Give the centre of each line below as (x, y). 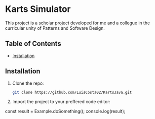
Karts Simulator (38, 9)
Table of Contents (33, 44)
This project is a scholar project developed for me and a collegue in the (77, 23)
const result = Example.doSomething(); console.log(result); (65, 111)
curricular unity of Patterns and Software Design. (55, 28)
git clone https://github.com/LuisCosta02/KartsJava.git (72, 92)
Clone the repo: (28, 83)
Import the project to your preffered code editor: (61, 102)
